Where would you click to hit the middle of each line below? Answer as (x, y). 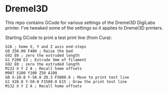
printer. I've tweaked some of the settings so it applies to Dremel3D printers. (84, 27)
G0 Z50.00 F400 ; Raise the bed (39, 51)
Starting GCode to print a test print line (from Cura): (59, 37)
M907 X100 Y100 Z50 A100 (31, 73)
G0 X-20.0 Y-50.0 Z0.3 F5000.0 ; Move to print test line (67, 77)
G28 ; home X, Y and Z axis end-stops (46, 46)
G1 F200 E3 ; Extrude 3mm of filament (46, 60)
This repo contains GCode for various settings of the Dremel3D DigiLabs (80, 22)
